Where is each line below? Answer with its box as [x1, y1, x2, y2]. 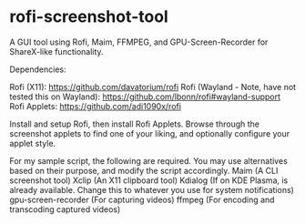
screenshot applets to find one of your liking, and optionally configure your [9, 127, 290, 138]
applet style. [9, 137, 56, 148]
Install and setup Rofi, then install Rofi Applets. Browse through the [9, 118, 260, 129]
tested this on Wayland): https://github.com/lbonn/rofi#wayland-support [9, 91, 280, 102]
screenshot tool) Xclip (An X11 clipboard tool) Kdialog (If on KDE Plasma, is [9, 175, 289, 186]
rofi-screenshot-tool [9, 6, 168, 27]
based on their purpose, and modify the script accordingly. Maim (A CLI [9, 165, 279, 176]
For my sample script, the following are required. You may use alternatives [9, 155, 289, 166]
